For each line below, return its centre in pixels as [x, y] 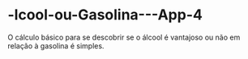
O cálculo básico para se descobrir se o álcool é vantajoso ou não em [124, 37]
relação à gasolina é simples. [56, 45]
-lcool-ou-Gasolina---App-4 [105, 15]
